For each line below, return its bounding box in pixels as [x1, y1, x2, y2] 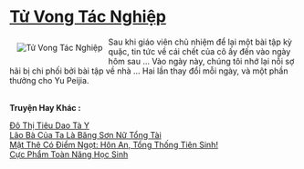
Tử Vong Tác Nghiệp [9, 6, 167, 27]
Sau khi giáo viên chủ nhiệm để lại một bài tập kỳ [108, 36, 292, 47]
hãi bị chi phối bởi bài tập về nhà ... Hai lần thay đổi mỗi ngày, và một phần [9, 65, 288, 76]
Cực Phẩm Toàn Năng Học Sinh [9, 148, 129, 160]
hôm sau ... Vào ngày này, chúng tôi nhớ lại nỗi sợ [108, 55, 295, 66]
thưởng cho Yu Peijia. [9, 75, 89, 85]
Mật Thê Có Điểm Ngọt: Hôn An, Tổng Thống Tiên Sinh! [9, 139, 219, 150]
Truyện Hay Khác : [9, 102, 81, 113]
